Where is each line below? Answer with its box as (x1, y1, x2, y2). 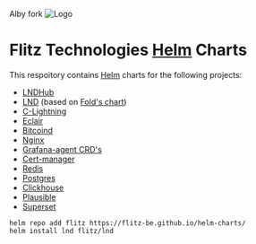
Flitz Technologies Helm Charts (9, 40, 248, 60)
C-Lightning (21, 106, 67, 117)
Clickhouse (21, 182, 64, 193)
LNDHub (21, 86, 55, 98)
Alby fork (9, 9, 43, 19)
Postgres (21, 172, 56, 183)
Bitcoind (21, 125, 54, 135)
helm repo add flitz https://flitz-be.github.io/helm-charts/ (9, 218, 246, 228)
